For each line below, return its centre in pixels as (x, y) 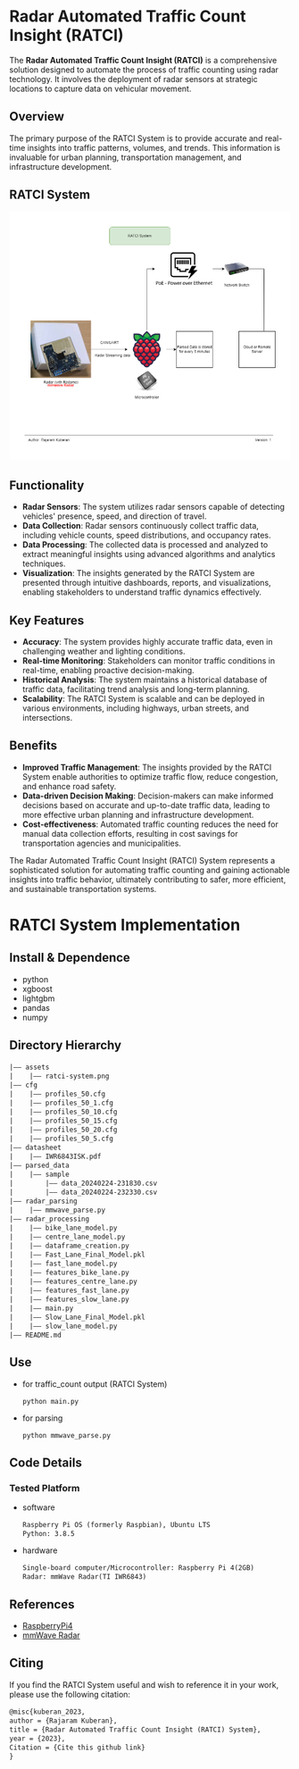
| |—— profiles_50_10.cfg (63, 1112)
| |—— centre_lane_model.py (67, 1237)
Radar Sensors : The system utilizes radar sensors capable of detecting (154, 507)
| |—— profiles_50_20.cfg (63, 1130)
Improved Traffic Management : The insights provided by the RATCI (147, 767)
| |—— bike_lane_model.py (63, 1228)
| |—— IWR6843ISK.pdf (55, 1156)
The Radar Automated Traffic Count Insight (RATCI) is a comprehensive (143, 60)
